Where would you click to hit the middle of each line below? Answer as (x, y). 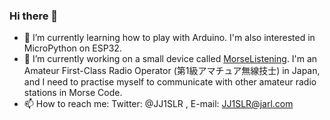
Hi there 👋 (34, 16)
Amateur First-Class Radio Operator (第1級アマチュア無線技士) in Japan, (172, 71)
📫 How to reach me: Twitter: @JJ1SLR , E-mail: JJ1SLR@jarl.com (158, 104)
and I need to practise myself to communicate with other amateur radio (170, 82)
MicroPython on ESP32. (72, 48)
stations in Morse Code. (73, 93)
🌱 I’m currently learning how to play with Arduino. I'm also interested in (169, 38)
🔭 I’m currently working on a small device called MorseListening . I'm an (170, 59)
